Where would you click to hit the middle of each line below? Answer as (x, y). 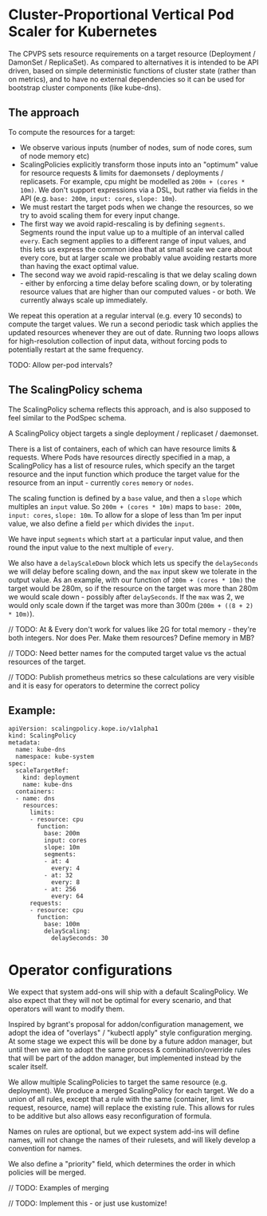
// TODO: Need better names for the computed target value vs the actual (127, 653)
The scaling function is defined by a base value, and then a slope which (125, 498)
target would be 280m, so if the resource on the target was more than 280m (133, 588)
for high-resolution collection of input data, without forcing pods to (118, 341)
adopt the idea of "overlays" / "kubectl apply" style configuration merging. (130, 1033)
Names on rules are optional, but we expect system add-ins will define (124, 1131)
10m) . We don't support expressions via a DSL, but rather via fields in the (139, 190)
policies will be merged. (47, 1173)
